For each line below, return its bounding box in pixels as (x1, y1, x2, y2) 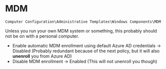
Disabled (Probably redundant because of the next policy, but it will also (12, 48, 160, 54)
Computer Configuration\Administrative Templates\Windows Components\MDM (5, 19, 162, 24)
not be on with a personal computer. (5, 33, 80, 39)
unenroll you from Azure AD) (12, 53, 72, 59)
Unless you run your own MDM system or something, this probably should (5, 28, 158, 34)
